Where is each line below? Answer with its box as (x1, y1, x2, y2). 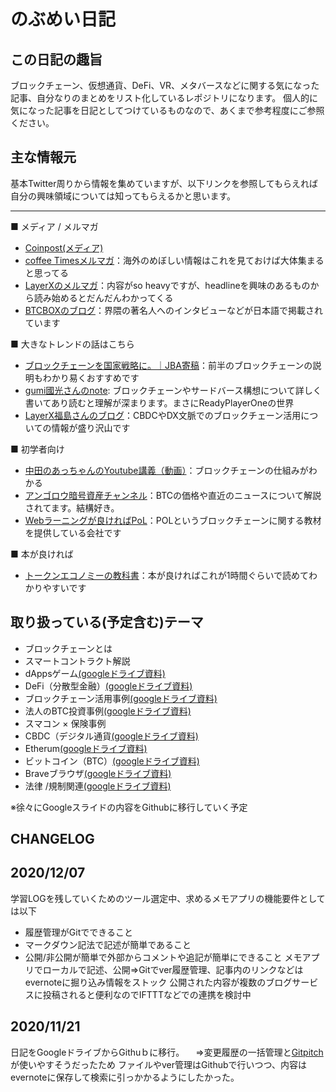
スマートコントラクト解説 (24, 655, 131, 667)
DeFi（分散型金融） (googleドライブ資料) (24, 680, 193, 692)
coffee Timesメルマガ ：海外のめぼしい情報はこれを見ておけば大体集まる (24, 254, 325, 266)
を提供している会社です (24, 526, 122, 539)
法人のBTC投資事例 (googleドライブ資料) (24, 705, 192, 717)
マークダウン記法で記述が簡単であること (24, 938, 192, 950)
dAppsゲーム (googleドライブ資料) (24, 667, 166, 679)
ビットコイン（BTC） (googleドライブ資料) (24, 755, 200, 767)
